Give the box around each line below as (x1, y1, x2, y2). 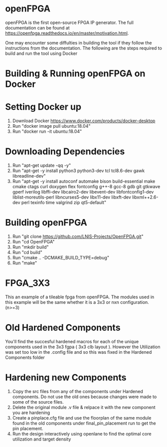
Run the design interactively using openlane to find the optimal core (12, 431, 152, 437)
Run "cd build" (12, 249, 42, 255)
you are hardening (12, 410, 50, 416)
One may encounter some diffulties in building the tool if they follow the (5, 39, 152, 45)
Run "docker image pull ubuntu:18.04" (12, 123, 91, 129)
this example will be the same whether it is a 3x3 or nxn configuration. (5, 299, 150, 305)
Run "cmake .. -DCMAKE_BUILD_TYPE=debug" (12, 254, 110, 260)
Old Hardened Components (5, 322, 121, 333)
